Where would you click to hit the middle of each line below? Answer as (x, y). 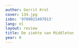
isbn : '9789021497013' (29, 19)
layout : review (21, 28)
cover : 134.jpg (21, 14)
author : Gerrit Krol (27, 10)
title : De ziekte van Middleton (39, 33)
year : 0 (14, 38)
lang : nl (15, 24)
